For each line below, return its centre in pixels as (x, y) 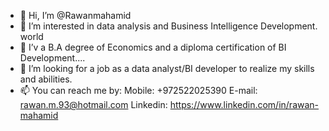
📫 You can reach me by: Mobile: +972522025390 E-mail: (138, 90)
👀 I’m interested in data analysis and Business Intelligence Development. (168, 26)
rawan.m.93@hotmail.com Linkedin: (93, 104)
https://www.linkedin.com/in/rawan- (244, 104)
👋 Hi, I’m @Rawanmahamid (75, 15)
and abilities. (46, 79)
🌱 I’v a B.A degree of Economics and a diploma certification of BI (153, 47)
